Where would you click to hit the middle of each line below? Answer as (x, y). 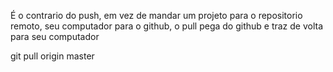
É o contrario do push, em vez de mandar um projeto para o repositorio (156, 15)
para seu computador (55, 36)
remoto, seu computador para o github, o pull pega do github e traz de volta (167, 26)
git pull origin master (52, 56)
